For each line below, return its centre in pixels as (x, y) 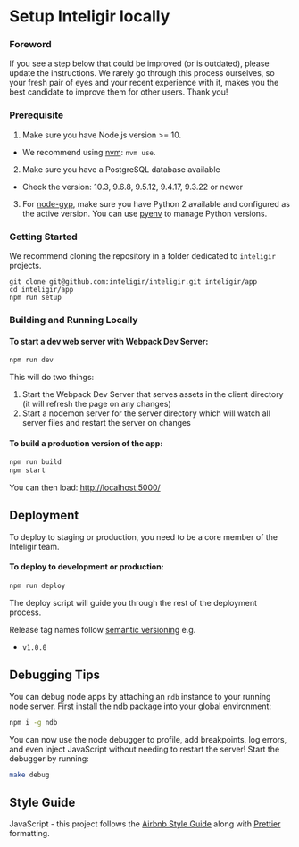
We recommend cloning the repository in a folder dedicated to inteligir (143, 256)
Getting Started (43, 237)
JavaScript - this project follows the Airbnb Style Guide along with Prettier (145, 824)
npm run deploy (37, 586)
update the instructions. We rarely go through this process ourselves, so (142, 73)
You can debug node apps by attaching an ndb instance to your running (140, 696)
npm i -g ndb (33, 722)
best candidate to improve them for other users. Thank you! (119, 92)
